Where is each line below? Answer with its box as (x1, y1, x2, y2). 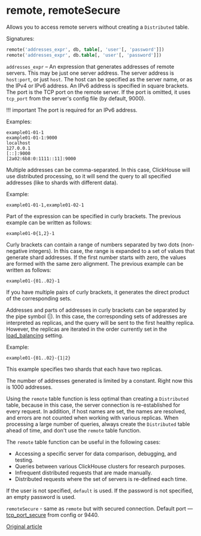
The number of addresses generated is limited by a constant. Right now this (6, 377, 193, 384)
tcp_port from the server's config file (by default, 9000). (6, 95, 145, 102)
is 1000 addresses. (6, 383, 53, 391)
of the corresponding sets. (6, 294, 72, 302)
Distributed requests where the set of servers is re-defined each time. (14, 475, 187, 482)
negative (6, 247, 28, 254)
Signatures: (6, 35, 35, 42)
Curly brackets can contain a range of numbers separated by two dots (6, 240, 179, 248)
